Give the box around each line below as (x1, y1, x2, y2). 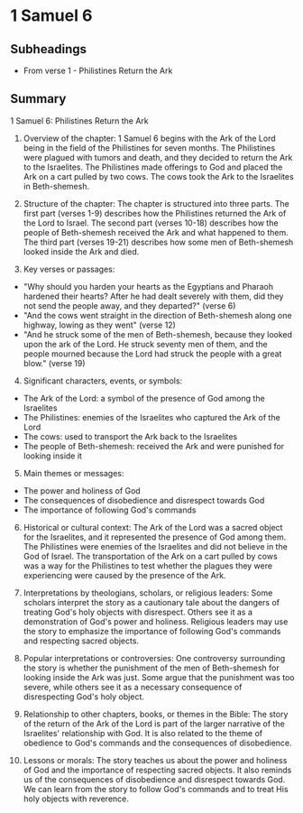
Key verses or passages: (23, 263, 115, 274)
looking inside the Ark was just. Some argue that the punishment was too (23, 671, 296, 682)
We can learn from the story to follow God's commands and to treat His (23, 783, 289, 794)
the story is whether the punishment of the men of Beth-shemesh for (23, 662, 280, 673)
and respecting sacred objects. (23, 635, 139, 646)
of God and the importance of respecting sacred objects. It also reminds (23, 764, 292, 775)
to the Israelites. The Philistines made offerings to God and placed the (23, 162, 283, 172)
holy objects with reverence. (23, 793, 130, 804)
